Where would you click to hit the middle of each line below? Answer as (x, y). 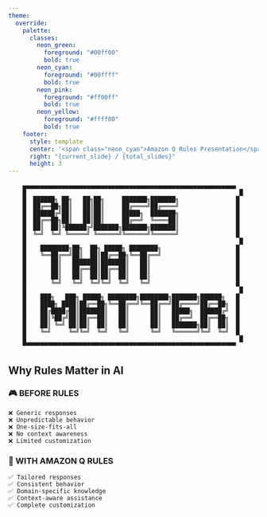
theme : (19, 16)
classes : (44, 38)
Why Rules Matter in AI (66, 370)
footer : (35, 134)
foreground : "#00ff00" (81, 53)
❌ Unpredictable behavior (52, 420)
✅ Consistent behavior (46, 484)
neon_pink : (55, 90)
